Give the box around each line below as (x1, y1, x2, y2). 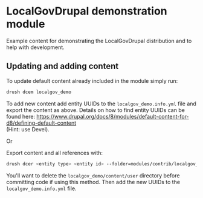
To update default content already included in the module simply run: (6, 77, 178, 84)
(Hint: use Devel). (6, 125, 50, 133)
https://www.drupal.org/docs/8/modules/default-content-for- (36, 113, 189, 120)
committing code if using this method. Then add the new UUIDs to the (6, 178, 180, 185)
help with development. (6, 44, 65, 51)
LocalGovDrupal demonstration (6, 4, 167, 18)
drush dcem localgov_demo (6, 89, 71, 95)
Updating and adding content (6, 61, 119, 71)
